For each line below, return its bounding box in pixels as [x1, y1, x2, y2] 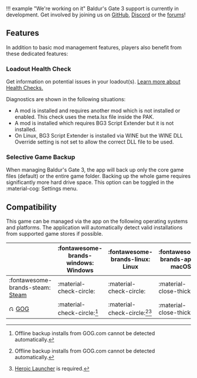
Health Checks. [6, 85, 43, 92]
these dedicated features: [6, 50, 69, 57]
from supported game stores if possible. [6, 230, 103, 237]
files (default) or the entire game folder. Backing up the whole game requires [6, 173, 191, 180]
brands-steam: [9, 283, 51, 292]
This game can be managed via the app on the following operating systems [6, 218, 188, 225]
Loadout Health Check [6, 65, 72, 73]
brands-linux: [110, 255, 151, 263]
